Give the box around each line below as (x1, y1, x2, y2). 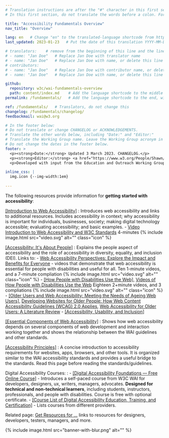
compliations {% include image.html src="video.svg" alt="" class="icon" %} (5, 287, 163, 293)
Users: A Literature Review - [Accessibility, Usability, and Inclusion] (5, 308, 145, 315)
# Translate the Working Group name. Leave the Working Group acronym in (5, 137, 163, 142)
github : (5, 81, 22, 86)
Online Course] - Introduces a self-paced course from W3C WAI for (5, 375, 145, 381)
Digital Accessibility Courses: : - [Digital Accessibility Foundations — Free (5, 370, 158, 376)
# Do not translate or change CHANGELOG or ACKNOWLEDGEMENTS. (5, 128, 138, 133)
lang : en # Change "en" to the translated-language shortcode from (5, 35, 154, 40)
